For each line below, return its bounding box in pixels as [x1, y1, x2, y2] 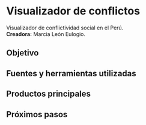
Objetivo [6, 48, 39, 58]
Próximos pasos [6, 109, 68, 120]
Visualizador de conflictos [6, 4, 140, 18]
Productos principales [6, 89, 91, 99]
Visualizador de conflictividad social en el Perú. [6, 24, 124, 31]
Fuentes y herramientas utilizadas [6, 68, 136, 79]
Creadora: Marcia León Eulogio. [6, 30, 86, 37]
